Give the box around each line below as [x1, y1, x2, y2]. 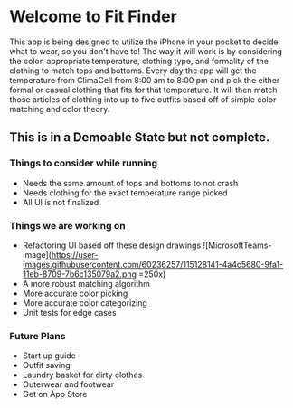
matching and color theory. [9, 103, 110, 114]
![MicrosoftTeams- [203, 240, 272, 251]
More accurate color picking [22, 288, 128, 299]
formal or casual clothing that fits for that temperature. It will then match [9, 84, 278, 95]
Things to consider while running [9, 157, 158, 169]
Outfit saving [22, 360, 71, 371]
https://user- [51, 249, 99, 260]
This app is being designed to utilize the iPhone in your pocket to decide [9, 36, 279, 47]
